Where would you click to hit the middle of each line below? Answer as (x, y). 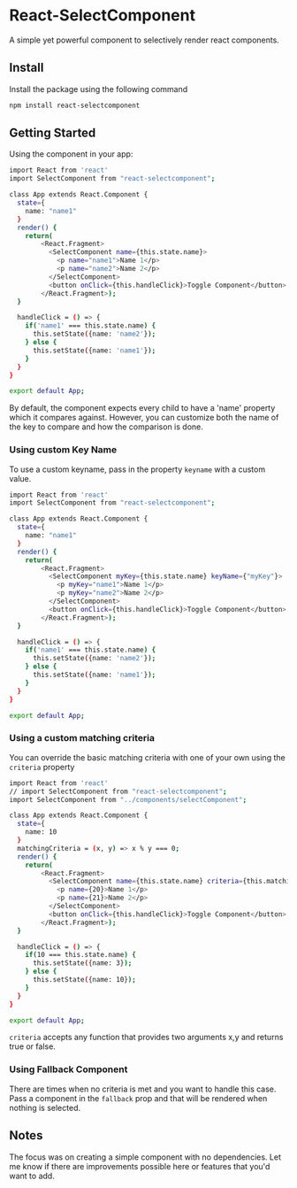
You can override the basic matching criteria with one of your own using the (147, 757)
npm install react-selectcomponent (75, 105)
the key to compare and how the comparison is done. (106, 427)
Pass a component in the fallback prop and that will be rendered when (138, 1098)
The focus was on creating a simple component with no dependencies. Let (145, 1157)
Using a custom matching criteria (82, 738)
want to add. (32, 1176)
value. (20, 478)
